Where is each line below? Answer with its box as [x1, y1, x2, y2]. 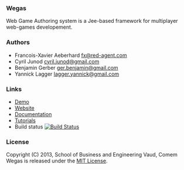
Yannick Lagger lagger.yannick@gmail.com [14, 70, 120, 77]
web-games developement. [6, 23, 73, 30]
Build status [14, 123, 43, 130]
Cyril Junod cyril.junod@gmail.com [14, 57, 100, 65]
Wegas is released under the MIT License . [6, 157, 108, 165]
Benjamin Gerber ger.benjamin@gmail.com [14, 64, 118, 71]
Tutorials [14, 117, 36, 124]
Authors [6, 38, 30, 46]
